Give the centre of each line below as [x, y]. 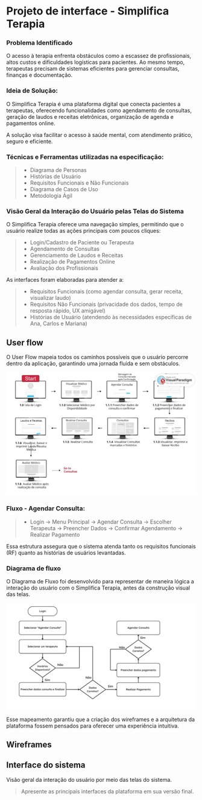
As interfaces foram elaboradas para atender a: [65, 280]
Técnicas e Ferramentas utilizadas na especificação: [85, 157]
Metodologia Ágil [51, 196]
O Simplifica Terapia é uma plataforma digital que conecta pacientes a [93, 104]
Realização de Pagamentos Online [73, 262]
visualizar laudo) [50, 298]
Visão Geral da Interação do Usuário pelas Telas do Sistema [95, 211]
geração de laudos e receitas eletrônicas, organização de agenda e [90, 116]
